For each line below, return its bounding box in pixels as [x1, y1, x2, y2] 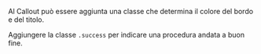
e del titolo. [8, 15, 45, 24]
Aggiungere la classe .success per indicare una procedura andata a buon [8, 31, 245, 39]
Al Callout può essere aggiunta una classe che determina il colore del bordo [8, 7, 254, 16]
